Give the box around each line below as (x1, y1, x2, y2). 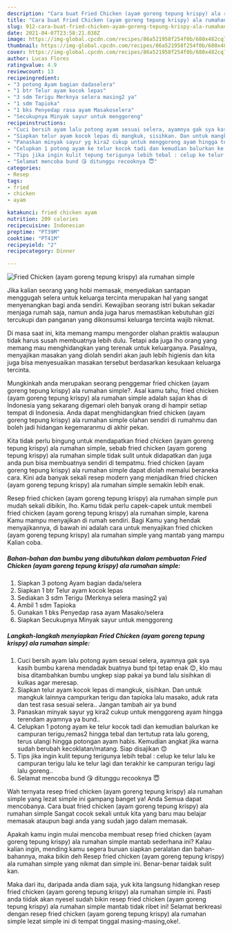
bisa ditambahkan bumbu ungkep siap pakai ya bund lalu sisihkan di (17, 671, 211, 679)
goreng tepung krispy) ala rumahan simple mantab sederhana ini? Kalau (7, 838, 212, 846)
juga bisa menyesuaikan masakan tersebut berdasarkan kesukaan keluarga (7, 358, 221, 367)
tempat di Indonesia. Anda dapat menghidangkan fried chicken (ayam (7, 409, 206, 417)
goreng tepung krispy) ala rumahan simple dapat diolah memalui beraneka (7, 466, 219, 475)
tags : (7, 177, 23, 184)
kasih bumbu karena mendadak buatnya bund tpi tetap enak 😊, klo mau (17, 664, 222, 672)
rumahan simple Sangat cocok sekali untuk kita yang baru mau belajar (7, 810, 207, 818)
